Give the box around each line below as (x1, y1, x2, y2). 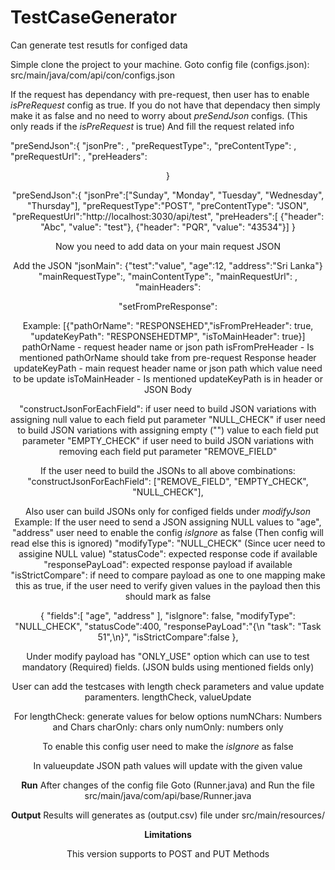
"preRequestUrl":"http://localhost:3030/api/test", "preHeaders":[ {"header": (11, 210, 325, 222)
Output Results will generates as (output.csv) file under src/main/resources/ (11, 809, 325, 821)
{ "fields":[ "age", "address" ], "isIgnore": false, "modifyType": (40, 609, 296, 621)
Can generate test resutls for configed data (10, 39, 188, 51)
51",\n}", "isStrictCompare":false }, (97, 631, 239, 643)
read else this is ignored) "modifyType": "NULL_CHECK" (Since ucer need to (10, 537, 326, 549)
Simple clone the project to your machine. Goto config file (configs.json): (10, 58, 310, 70)
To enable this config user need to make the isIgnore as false (42, 740, 294, 752)
